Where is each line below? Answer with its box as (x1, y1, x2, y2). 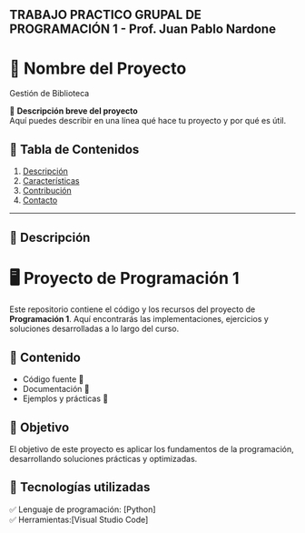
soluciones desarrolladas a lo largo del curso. (9, 323, 180, 335)
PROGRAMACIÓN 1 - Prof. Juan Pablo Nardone (9, 22, 277, 37)
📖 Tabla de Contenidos (9, 141, 140, 157)
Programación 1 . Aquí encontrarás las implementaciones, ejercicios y (9, 314, 270, 325)
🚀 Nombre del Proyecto (9, 58, 187, 78)
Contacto (22, 195, 58, 206)
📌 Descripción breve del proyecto (9, 106, 138, 116)
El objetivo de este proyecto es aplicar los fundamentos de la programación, (9, 444, 295, 455)
